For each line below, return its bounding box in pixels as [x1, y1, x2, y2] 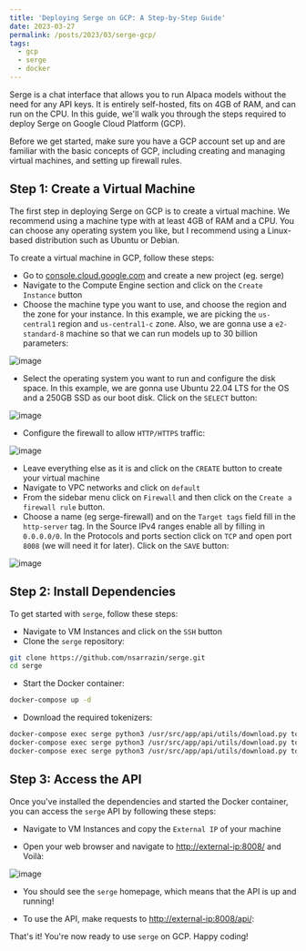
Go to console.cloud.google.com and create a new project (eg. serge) [22, 269, 284, 280]
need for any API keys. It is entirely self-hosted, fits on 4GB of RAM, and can [9, 98, 296, 109]
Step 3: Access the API [9, 772, 142, 787]
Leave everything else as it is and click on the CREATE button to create [22, 462, 283, 473]
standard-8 [22, 329, 65, 339]
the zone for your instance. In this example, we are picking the [22, 309, 257, 319]
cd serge [9, 662, 43, 671]
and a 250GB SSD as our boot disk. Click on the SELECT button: [22, 392, 258, 403]
